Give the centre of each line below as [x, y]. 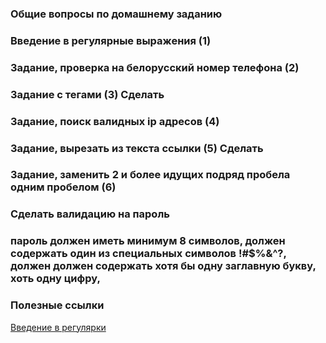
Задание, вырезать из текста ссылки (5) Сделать [137, 148]
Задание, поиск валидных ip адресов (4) [115, 121]
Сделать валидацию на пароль [90, 214]
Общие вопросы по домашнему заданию [116, 14]
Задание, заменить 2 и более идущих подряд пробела [150, 175]
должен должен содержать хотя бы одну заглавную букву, [163, 266]
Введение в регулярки [58, 327]
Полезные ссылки [57, 305]
